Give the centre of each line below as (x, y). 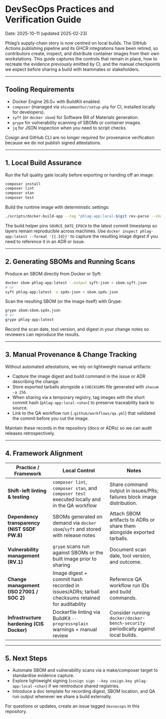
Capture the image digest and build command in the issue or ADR (79, 376)
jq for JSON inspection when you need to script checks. (69, 128)
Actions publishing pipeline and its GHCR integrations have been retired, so (82, 48)
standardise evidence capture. (43, 675)
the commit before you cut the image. (50, 418)
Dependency (23, 516)
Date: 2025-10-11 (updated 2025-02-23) (46, 33)
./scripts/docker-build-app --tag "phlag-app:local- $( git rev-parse (77, 217)
